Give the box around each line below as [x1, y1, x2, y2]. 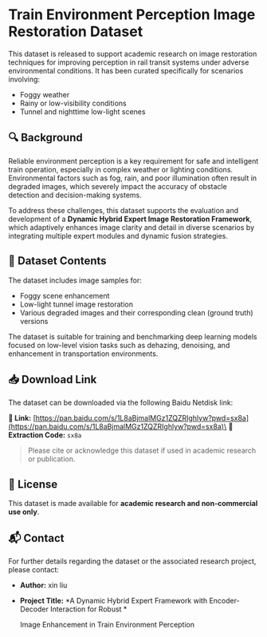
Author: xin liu [19, 580, 68, 590]
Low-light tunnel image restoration [19, 299, 134, 309]
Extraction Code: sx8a [8, 430, 82, 440]
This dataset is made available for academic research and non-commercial [8, 499, 258, 508]
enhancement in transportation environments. [8, 349, 159, 358]
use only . [8, 507, 40, 516]
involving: [8, 74, 41, 84]
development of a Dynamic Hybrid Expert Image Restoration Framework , [8, 214, 253, 224]
